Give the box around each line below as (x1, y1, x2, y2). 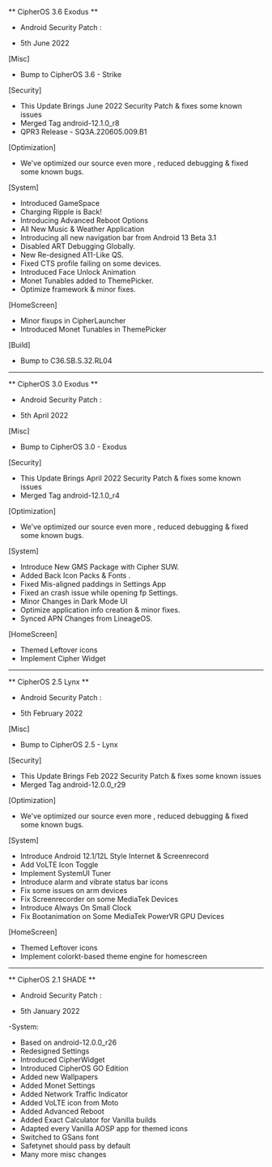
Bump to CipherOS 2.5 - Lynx (19, 740, 119, 749)
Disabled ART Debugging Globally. (19, 242, 136, 250)
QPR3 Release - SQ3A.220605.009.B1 (19, 127, 147, 136)
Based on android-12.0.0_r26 (19, 1037, 117, 1047)
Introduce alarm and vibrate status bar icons (19, 877, 168, 887)
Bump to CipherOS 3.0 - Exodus (19, 442, 127, 451)
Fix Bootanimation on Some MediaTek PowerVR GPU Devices (19, 912, 225, 921)
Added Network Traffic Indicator (19, 1089, 129, 1099)
